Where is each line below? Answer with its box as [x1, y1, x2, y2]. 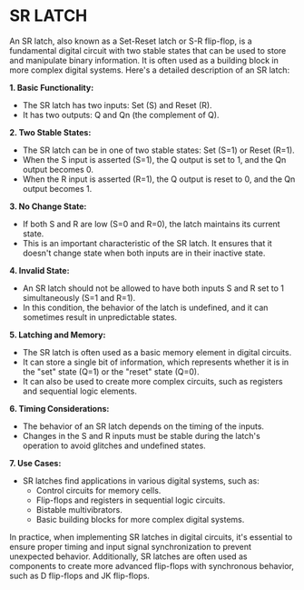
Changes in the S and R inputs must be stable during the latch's [22, 430, 260, 441]
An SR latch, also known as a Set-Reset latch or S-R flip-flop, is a [9, 35, 252, 46]
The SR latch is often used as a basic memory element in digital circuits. [22, 346, 292, 357]
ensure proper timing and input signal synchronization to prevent [9, 541, 252, 552]
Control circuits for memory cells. [35, 485, 162, 495]
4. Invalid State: [9, 265, 70, 275]
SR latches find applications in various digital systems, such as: [22, 475, 260, 486]
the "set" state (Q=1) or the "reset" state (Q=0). [22, 365, 200, 377]
